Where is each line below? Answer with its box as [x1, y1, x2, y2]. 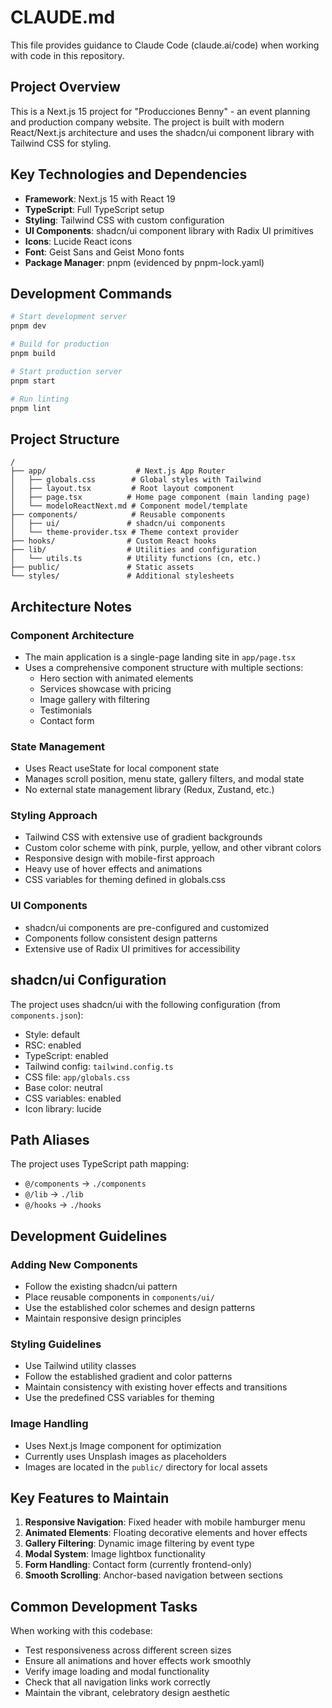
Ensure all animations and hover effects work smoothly [24, 1655, 252, 1667]
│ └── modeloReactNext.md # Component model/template [10, 501, 248, 511]
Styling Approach [10, 809, 98, 823]
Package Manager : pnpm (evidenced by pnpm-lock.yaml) [24, 256, 265, 268]
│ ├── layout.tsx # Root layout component [10, 484, 235, 494]
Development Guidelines [10, 1227, 168, 1245]
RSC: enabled [24, 1039, 82, 1051]
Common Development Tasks [10, 1598, 198, 1615]
